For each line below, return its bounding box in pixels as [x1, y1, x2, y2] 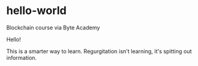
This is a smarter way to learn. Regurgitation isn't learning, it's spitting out [6, 47, 193, 55]
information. [6, 54, 37, 61]
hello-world [6, 4, 67, 18]
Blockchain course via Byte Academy [6, 24, 100, 31]
